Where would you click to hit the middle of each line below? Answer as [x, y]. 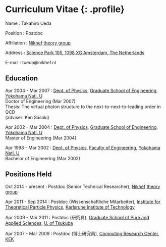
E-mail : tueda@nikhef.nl [31, 62]
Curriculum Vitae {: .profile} [65, 9]
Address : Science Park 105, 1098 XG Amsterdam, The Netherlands [75, 53]
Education [22, 79]
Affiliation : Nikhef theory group [38, 43]
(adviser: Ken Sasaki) [27, 117]
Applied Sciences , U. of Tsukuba [39, 223]
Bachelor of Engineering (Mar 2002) [43, 158]
